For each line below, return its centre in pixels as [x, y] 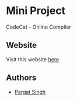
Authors [21, 78]
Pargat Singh [30, 92]
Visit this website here [33, 59]
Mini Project [36, 11]
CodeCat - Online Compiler [39, 27]
